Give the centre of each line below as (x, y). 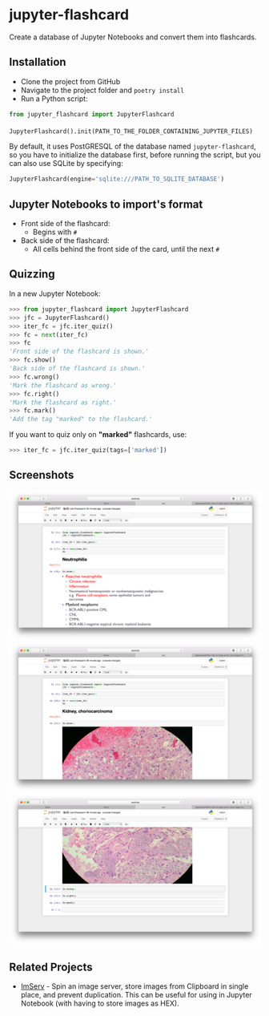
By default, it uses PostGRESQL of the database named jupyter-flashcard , (132, 147)
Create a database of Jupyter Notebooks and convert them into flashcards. (133, 37)
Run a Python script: (54, 99)
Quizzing (32, 274)
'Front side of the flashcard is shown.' (79, 352)
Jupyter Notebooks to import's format (106, 204)
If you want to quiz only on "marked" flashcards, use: (98, 435)
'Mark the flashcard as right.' (63, 403)
